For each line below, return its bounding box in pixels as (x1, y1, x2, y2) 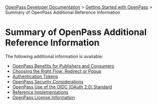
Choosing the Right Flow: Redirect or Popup (12, 68, 102, 74)
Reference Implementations (12, 89, 69, 95)
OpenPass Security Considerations (12, 78, 84, 84)
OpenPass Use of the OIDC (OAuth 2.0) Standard (12, 84, 113, 90)
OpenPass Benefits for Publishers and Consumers (12, 63, 115, 69)
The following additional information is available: (5, 53, 104, 59)
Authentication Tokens (12, 73, 58, 79)
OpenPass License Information (12, 94, 75, 100)
